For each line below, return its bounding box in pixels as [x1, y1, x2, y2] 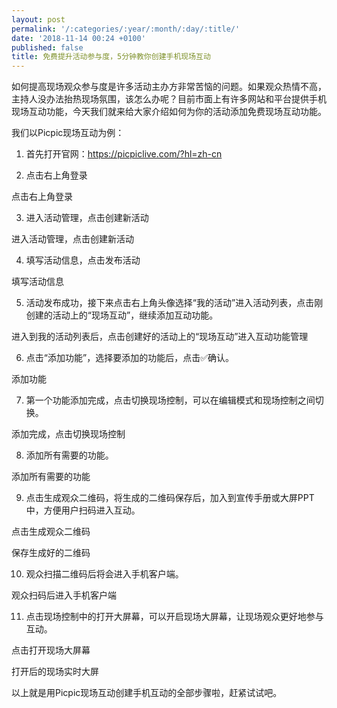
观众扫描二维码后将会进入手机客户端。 [25, 568, 184, 580]
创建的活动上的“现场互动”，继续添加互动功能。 [25, 309, 219, 321]
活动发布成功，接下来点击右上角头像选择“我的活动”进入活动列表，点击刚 [25, 297, 324, 309]
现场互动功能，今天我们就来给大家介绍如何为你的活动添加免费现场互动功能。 [11, 106, 327, 118]
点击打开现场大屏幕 [11, 644, 91, 656]
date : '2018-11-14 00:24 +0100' [11, 33, 146, 43]
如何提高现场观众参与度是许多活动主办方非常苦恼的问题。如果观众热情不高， [11, 81, 327, 93]
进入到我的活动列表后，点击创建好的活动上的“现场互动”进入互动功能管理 [11, 331, 309, 343]
